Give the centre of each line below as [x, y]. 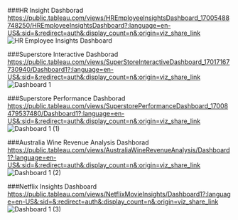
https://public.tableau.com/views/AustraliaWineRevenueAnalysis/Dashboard [119, 150]
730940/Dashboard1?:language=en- [60, 69]
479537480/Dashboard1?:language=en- [66, 114]
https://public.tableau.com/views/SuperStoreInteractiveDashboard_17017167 [119, 62]
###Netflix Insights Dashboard [52, 187]
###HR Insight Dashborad [45, 10]
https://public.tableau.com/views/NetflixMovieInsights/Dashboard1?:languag [119, 194]
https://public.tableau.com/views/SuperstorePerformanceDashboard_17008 [118, 106]
